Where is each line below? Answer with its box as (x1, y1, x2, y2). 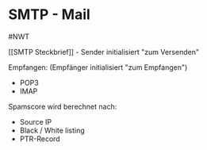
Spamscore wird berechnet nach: (8, 102, 117, 111)
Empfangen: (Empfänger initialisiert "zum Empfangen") (8, 62, 188, 72)
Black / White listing (19, 125, 85, 135)
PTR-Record (19, 133, 61, 144)
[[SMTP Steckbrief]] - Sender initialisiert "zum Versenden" (8, 47, 200, 56)
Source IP (19, 117, 52, 126)
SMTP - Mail (8, 6, 91, 24)
